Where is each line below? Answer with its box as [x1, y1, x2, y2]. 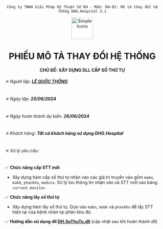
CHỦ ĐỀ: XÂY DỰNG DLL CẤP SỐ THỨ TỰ [40, 67, 125, 73]
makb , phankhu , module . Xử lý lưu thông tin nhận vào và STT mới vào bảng [12, 180, 158, 186]
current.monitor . [12, 185, 47, 190]
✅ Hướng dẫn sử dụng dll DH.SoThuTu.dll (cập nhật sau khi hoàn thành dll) [5, 219, 158, 225]
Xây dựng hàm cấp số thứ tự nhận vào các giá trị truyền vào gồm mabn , [12, 174, 154, 180]
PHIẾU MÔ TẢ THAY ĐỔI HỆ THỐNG [9, 51, 156, 62]
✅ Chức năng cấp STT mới [5, 165, 60, 170]
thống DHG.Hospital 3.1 [58, 9, 107, 14]
